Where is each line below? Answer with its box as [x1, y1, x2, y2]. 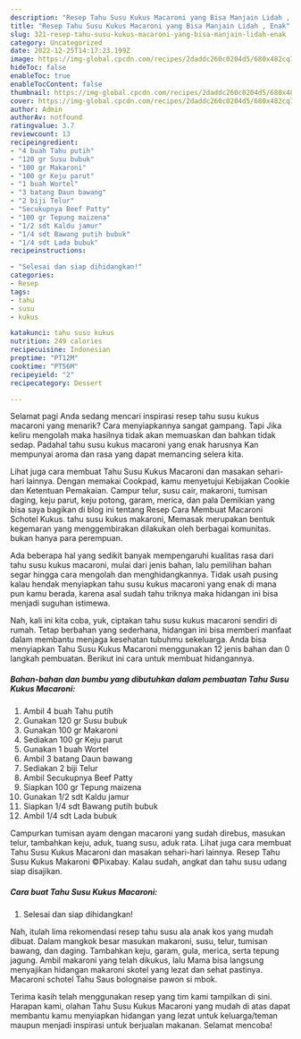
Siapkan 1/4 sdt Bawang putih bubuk [22, 801, 159, 811]
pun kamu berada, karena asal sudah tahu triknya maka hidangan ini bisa [10, 588, 279, 599]
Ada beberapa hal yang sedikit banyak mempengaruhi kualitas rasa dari [10, 550, 274, 561]
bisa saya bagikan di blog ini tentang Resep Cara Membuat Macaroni [10, 504, 263, 515]
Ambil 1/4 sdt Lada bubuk [22, 811, 117, 821]
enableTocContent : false [10, 80, 103, 89]
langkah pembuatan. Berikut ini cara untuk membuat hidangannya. [10, 653, 255, 664]
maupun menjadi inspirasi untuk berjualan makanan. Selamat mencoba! [10, 1020, 273, 1031]
